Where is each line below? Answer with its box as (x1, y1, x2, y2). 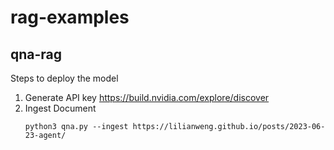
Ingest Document (24, 102, 97, 114)
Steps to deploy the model (10, 72, 119, 84)
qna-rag (10, 46, 63, 63)
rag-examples (10, 6, 130, 29)
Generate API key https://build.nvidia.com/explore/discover (24, 92, 270, 103)
